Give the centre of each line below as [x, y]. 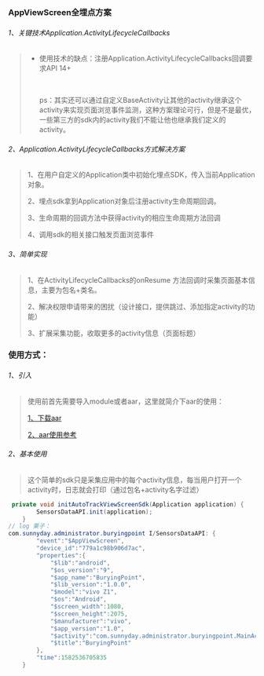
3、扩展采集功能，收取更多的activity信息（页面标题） [114, 333]
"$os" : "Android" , [79, 599]
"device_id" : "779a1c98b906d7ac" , [91, 548]
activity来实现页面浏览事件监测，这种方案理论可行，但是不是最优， [147, 110]
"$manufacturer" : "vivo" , [91, 621]
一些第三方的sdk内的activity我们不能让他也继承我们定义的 [132, 120]
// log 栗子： [29, 526]
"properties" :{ [61, 555]
